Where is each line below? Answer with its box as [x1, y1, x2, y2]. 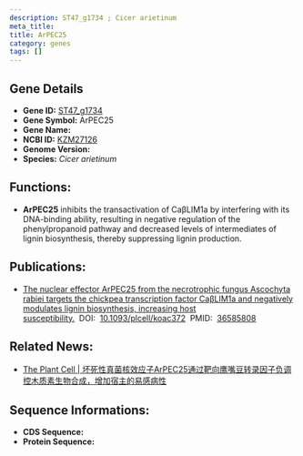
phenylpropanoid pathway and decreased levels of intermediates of [22, 223, 278, 234]
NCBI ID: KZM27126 [22, 134, 98, 145]
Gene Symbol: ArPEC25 [22, 115, 114, 126]
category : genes [9, 38, 71, 48]
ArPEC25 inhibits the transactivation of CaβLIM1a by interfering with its [22, 204, 290, 215]
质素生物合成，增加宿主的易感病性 [38, 375, 167, 387]
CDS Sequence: [22, 427, 85, 438]
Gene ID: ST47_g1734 [22, 105, 103, 116]
